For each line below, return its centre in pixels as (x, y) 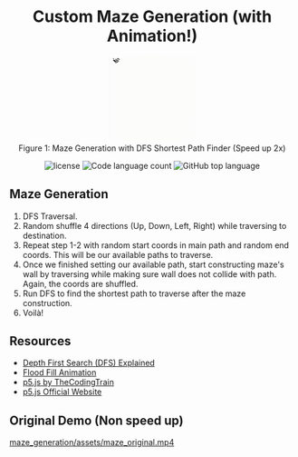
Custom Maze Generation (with (152, 17)
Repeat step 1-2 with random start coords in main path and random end (156, 245)
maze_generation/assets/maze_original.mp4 (92, 442)
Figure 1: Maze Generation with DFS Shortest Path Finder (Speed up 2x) (152, 148)
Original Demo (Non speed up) (96, 420)
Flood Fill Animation (59, 373)
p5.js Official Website (62, 392)
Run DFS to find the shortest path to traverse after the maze (134, 293)
